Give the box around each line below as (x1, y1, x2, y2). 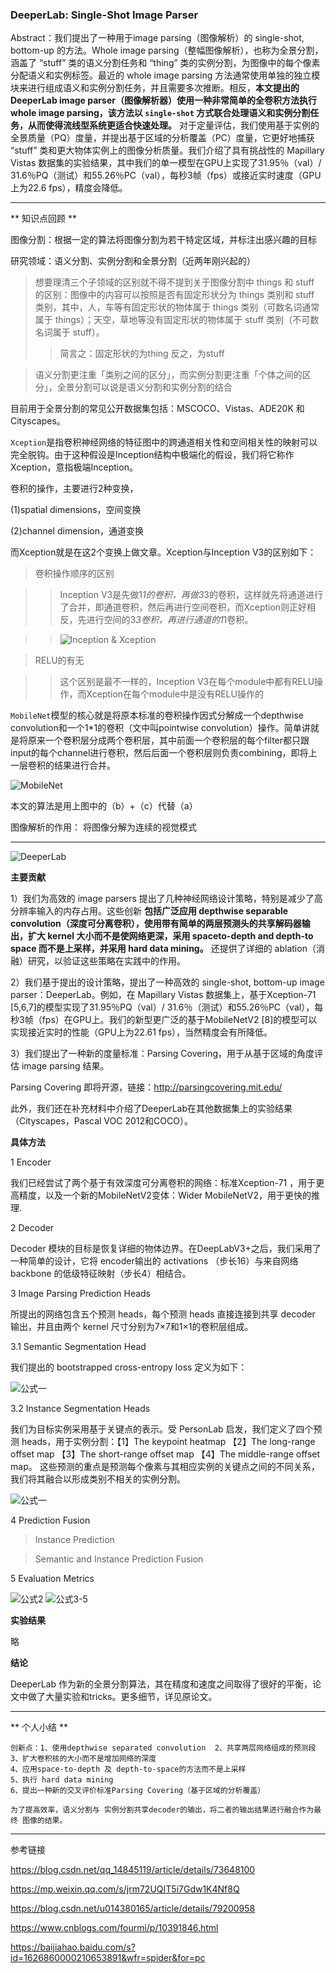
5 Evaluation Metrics (10, 1573, 95, 1585)
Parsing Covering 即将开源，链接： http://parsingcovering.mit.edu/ (10, 1081, 283, 1093)
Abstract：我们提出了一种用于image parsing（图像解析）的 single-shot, (10, 32, 305, 44)
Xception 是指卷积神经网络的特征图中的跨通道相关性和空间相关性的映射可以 (10, 436, 318, 448)
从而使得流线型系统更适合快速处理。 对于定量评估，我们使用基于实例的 (27, 119, 320, 132)
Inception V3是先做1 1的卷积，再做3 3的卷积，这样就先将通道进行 (59, 589, 323, 601)
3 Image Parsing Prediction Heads (10, 1288, 152, 1300)
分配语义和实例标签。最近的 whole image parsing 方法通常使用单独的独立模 (10, 69, 321, 82)
